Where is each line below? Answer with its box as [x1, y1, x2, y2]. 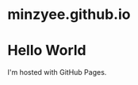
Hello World [7, 42, 86, 60]
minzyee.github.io [7, 6, 131, 24]
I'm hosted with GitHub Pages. [7, 68, 107, 77]
